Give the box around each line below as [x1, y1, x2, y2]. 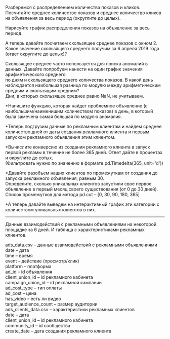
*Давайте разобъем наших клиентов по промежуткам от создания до [5, 170, 158, 176]
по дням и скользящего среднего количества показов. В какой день [5, 77, 153, 83]
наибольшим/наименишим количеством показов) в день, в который [5, 108, 153, 114]
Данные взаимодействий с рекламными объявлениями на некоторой [5, 221, 157, 227]
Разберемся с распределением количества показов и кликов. [5, 5, 141, 10]
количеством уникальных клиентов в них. [5, 207, 96, 212]
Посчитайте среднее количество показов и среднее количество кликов [5, 10, 162, 16]
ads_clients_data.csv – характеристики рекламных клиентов [5, 307, 135, 312]
